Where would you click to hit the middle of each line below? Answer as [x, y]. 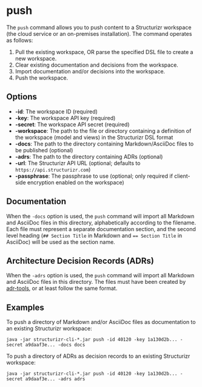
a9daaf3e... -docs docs [55, 345]
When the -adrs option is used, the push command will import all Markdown [100, 275]
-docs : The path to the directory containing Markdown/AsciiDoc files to [104, 144]
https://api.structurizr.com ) [53, 169]
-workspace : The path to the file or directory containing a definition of [103, 130]
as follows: [20, 40]
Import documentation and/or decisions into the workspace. [90, 71]
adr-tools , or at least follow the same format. [62, 288]
